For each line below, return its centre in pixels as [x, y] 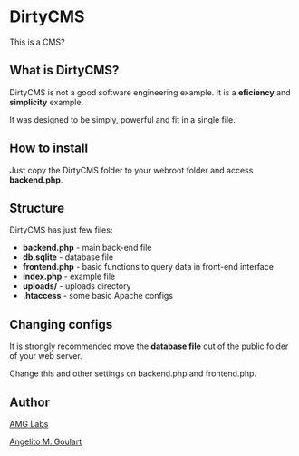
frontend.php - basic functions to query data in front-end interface [148, 267]
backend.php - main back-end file [87, 248]
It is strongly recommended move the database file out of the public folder [149, 346]
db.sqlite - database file [68, 257]
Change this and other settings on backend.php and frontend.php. [133, 373]
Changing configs [61, 324]
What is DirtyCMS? [64, 70]
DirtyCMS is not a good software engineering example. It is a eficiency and [150, 92]
